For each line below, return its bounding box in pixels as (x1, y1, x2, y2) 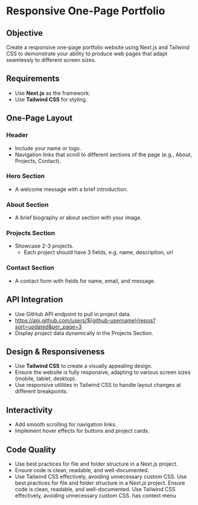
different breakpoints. (14, 388, 69, 395)
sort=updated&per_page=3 (14, 323, 82, 330)
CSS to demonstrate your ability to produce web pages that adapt (6, 50, 168, 57)
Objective (6, 28, 44, 38)
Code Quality (6, 444, 56, 454)
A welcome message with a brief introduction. (14, 185, 128, 193)
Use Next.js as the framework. (14, 89, 91, 97)
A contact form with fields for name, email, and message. (14, 277, 156, 284)
